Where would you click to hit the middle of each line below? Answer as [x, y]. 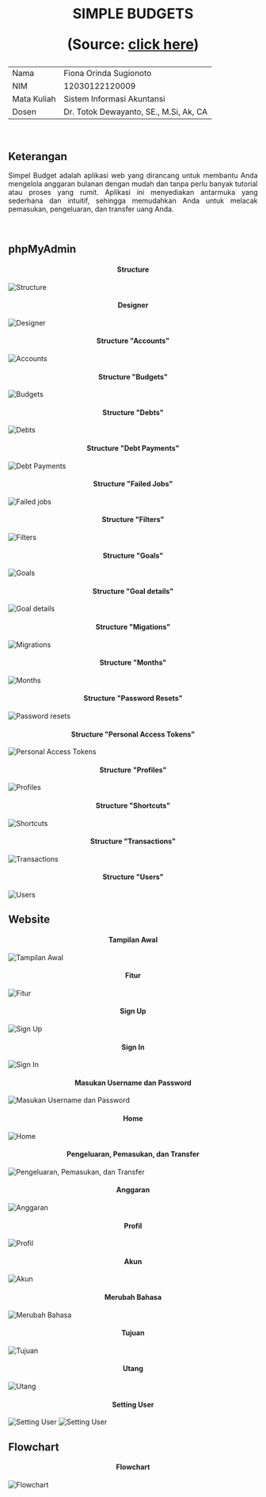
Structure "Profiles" [133, 770]
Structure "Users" [133, 877]
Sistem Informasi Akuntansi [114, 99]
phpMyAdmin [42, 249]
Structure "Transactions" [133, 841]
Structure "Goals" [133, 555]
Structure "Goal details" [133, 591]
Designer [133, 305]
